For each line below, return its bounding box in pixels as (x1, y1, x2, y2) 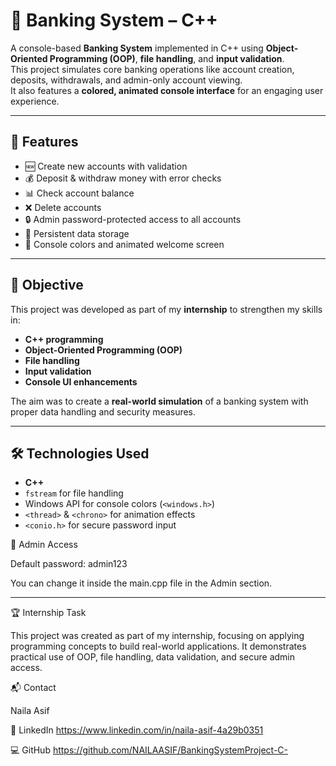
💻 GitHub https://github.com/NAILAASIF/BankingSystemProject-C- (10, 744, 288, 756)
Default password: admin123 (10, 558, 128, 570)
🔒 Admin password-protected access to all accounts (24, 213, 242, 225)
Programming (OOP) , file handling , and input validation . (49, 52, 285, 64)
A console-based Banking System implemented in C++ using (10, 42, 264, 54)
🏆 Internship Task (10, 607, 87, 619)
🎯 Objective (10, 277, 84, 294)
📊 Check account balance (24, 187, 135, 199)
